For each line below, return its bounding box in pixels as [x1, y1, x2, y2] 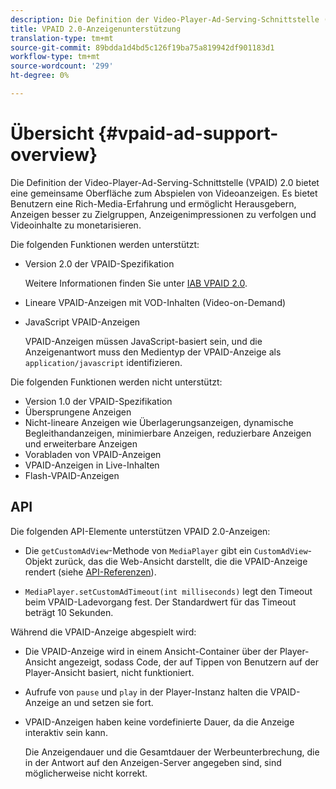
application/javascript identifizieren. [24, 356, 183, 368]
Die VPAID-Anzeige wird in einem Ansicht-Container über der [24, 645, 278, 657]
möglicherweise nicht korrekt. [24, 767, 148, 779]
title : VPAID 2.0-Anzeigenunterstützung [10, 24, 182, 34]
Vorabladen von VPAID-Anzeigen [24, 448, 162, 460]
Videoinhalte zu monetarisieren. [10, 219, 142, 231]
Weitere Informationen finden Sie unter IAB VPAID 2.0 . [24, 277, 248, 289]
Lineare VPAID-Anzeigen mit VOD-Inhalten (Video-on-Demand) [24, 296, 287, 308]
